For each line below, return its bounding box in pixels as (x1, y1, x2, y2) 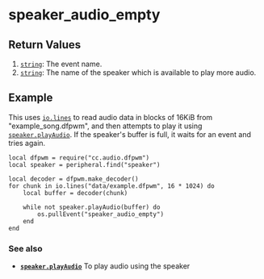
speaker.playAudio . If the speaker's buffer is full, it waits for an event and (8, 129, 252, 139)
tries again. (8, 138, 46, 148)
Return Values (8, 38, 82, 52)
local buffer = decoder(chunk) (23, 189, 128, 197)
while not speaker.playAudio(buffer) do (23, 203, 161, 211)
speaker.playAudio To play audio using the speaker (19, 261, 191, 271)
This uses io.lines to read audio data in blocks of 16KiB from (8, 112, 213, 122)
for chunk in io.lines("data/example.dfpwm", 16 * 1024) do (8, 181, 216, 190)
